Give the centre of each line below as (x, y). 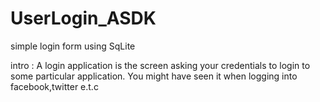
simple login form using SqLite (73, 46)
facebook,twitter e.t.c (54, 86)
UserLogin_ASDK (83, 18)
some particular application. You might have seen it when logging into (154, 76)
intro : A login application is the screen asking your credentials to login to (160, 65)
